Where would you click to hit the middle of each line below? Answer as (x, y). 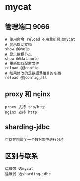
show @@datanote (22, 59)
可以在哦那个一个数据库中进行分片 (35, 140)
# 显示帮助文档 (19, 45)
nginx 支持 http (21, 112)
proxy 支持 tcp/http (25, 107)
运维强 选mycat (19, 169)
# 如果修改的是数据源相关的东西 (33, 73)
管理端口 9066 (28, 27)
